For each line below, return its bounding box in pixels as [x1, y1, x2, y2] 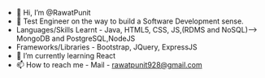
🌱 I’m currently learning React [15, 51, 116, 60]
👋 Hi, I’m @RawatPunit [15, 8, 91, 17]
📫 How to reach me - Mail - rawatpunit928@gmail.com [15, 60, 203, 69]
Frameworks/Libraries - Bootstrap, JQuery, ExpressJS [15, 42, 198, 52]
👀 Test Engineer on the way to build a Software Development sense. [15, 16, 244, 26]
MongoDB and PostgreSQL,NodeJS [15, 33, 136, 43]
